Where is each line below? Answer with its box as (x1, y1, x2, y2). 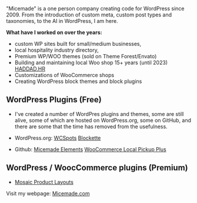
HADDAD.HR (14, 65, 46, 72)
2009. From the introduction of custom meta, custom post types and (6, 11, 172, 18)
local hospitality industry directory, (14, 46, 99, 54)
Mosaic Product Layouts (14, 178, 74, 185)
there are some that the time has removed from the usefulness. (14, 123, 168, 130)
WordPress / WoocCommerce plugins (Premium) (6, 163, 188, 173)
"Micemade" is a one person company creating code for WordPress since (6, 5, 185, 12)
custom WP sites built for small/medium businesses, (14, 41, 142, 47)
